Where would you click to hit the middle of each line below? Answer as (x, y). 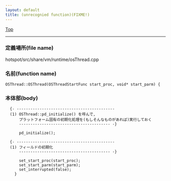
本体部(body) (22, 98)
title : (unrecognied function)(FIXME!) (48, 15)
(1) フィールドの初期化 (32, 147)
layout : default (22, 10)
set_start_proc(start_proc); (50, 161)
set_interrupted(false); (45, 170)
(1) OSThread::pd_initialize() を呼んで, (53, 114)
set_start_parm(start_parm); (50, 165)
